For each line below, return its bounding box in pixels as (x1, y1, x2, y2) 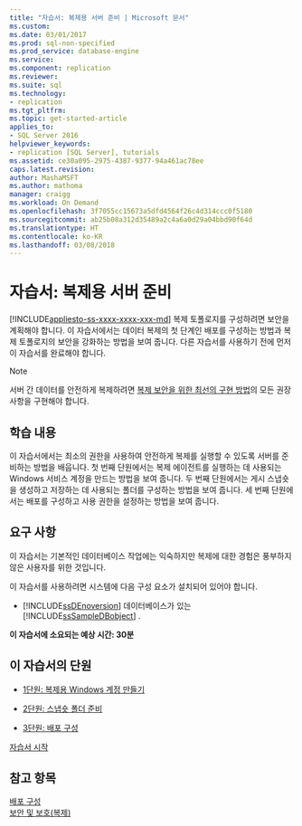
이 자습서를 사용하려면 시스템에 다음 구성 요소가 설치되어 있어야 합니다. (9, 581, 258, 592)
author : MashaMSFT (9, 173, 79, 182)
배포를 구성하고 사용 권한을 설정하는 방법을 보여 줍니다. (25, 496, 220, 507)
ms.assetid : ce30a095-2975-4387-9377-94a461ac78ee (9, 156, 204, 166)
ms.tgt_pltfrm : (9, 106, 67, 115)
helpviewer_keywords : (9, 139, 91, 148)
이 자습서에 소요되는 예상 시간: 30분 (9, 629, 135, 640)
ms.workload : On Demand (9, 198, 99, 208)
